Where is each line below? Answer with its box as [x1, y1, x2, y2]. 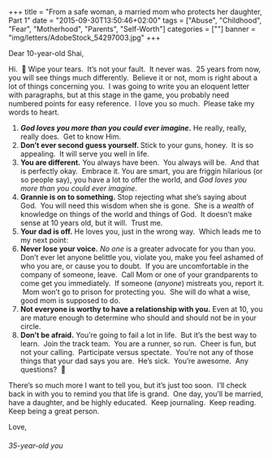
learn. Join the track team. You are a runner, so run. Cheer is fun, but [19, 339, 257, 348]
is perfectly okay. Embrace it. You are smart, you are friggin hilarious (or [19, 166, 263, 175]
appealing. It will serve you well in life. [19, 149, 149, 158]
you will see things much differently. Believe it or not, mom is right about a [8, 73, 258, 82]
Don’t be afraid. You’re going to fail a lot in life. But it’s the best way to [19, 331, 257, 339]
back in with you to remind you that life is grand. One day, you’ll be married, [8, 389, 264, 399]
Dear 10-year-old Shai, [8, 49, 84, 58]
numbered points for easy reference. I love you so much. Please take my [8, 99, 255, 108]
